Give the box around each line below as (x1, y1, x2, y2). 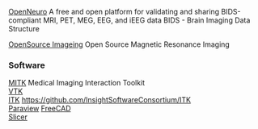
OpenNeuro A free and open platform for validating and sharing (8, 7, 220, 16)
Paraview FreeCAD (8, 104, 71, 114)
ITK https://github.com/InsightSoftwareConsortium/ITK (8, 95, 192, 105)
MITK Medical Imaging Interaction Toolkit (8, 78, 146, 88)
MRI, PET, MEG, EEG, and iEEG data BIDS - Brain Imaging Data (43, 15, 251, 25)
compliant (8, 15, 42, 25)
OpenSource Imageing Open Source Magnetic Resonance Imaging (8, 40, 231, 49)
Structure (8, 24, 40, 33)
